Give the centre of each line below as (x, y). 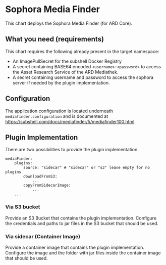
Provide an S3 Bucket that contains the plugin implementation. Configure (81, 218)
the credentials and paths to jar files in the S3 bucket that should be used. (82, 223)
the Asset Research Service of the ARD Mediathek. (65, 72)
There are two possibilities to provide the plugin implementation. (72, 150)
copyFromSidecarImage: (47, 186)
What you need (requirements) (55, 39)
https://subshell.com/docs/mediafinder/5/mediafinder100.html (70, 121)
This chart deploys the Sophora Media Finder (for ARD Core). (69, 23)
